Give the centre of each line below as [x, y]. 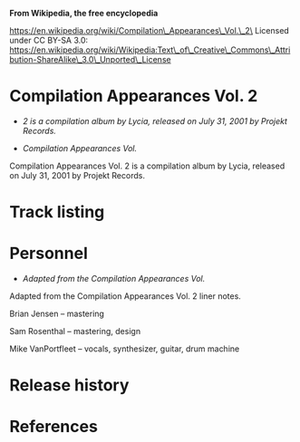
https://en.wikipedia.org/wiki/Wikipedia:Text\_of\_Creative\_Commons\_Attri [150, 50]
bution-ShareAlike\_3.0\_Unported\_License [90, 59]
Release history [69, 385]
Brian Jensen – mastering [57, 314]
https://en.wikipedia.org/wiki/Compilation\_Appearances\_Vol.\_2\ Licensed [150, 30]
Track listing [57, 212]
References [53, 427]
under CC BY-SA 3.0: [49, 40]
